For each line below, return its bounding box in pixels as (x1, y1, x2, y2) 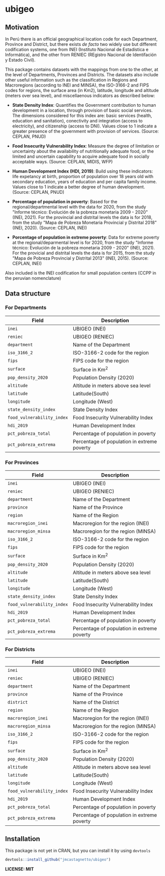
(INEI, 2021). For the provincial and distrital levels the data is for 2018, (12, 214, 153, 220)
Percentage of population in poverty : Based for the (12, 199, 118, 205)
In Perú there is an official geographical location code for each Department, (5, 36, 158, 42)
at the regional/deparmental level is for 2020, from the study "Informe (12, 240, 154, 245)
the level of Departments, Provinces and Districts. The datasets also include (5, 72, 159, 77)
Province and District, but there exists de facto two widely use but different (5, 41, 157, 47)
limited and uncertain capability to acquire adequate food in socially (12, 153, 150, 159)
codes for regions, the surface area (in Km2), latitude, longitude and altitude (5, 88, 159, 93)
